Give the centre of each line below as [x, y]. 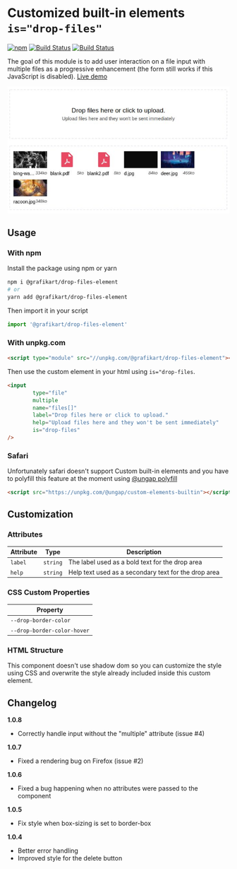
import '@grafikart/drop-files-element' [68, 324]
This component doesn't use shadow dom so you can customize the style [115, 665]
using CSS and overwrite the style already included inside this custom [109, 673]
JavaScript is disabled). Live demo [57, 76]
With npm [24, 252]
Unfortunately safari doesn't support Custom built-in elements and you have [118, 471]
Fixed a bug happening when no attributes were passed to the [108, 788]
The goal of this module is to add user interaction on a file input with [107, 61]
